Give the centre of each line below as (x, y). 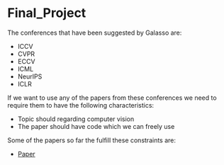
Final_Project (47, 13)
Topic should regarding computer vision (76, 119)
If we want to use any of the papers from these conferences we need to (112, 98)
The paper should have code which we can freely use (96, 126)
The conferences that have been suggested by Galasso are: (95, 33)
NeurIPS (30, 76)
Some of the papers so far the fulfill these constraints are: (91, 140)
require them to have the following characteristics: (81, 105)
